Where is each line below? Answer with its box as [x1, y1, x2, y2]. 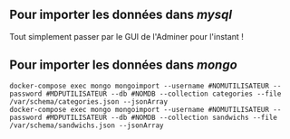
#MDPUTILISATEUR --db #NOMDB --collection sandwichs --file [45, 113, 278, 122]
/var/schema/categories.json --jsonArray [9, 97, 169, 107]
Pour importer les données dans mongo [9, 58, 237, 73]
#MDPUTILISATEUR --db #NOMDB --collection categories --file [45, 89, 282, 98]
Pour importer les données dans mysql [9, 7, 233, 23]
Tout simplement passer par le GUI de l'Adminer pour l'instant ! [9, 31, 245, 42]
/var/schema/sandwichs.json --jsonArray [9, 121, 165, 130]
